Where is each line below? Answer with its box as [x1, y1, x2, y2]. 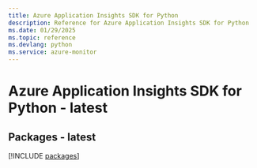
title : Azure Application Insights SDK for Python [8, 11, 179, 20]
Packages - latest [8, 130, 96, 144]
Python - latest [8, 99, 108, 117]
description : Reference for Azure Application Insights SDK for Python [8, 19, 249, 27]
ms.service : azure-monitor [8, 48, 97, 56]
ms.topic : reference [8, 33, 77, 42]
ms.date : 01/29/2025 [8, 26, 77, 34]
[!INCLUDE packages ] [8, 151, 80, 160]
